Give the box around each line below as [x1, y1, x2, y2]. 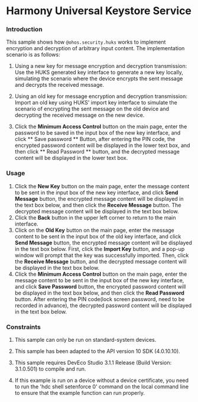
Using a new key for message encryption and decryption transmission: [14, 63, 187, 70]
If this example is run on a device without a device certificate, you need [14, 377, 189, 384]
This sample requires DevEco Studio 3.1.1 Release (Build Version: [14, 359, 172, 367]
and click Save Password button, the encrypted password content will [14, 283, 186, 290]
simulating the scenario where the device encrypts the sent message [14, 75, 183, 82]
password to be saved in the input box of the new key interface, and [14, 129, 181, 136]
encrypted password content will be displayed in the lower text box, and [14, 142, 190, 149]
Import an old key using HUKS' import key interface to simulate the [14, 99, 177, 106]
